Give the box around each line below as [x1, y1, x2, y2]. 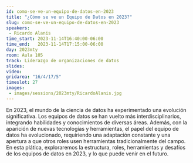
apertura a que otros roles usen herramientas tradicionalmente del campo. [6, 137, 186, 144]
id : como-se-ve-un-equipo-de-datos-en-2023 [6, 8, 114, 15]
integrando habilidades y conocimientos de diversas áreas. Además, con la [6, 118, 188, 126]
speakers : [6, 25, 31, 31]
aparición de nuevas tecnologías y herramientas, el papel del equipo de [6, 125, 179, 132]
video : [6, 69, 22, 74]
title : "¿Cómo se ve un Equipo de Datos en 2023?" [6, 14, 133, 20]
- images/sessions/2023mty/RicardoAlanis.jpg [8, 90, 122, 96]
